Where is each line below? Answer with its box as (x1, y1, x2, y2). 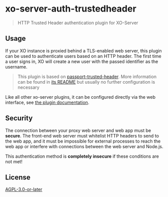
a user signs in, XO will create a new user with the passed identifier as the (5, 58, 158, 64)
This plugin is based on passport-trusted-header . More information (17, 74, 157, 80)
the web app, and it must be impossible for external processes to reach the (5, 138, 161, 144)
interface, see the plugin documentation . (5, 99, 90, 105)
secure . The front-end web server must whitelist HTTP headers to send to (5, 133, 159, 139)
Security (5, 114, 33, 122)
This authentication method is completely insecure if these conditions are (5, 153, 159, 159)
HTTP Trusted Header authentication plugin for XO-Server (17, 20, 138, 26)
